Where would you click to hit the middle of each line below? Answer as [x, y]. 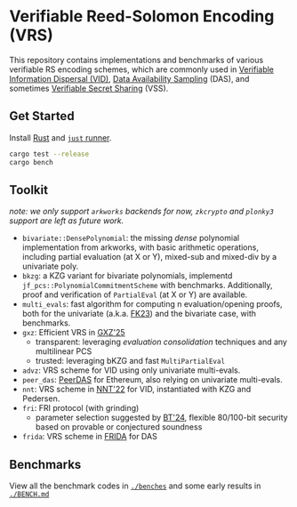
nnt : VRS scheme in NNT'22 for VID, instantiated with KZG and [136, 390]
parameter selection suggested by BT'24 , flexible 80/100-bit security [161, 418]
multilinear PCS [64, 351]
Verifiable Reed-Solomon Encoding [142, 16]
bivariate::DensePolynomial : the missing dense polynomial [131, 238]
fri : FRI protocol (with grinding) [80, 408]
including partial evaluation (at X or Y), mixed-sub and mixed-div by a [149, 257]
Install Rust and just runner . [60, 137]
